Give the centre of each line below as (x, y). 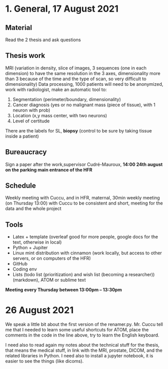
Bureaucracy (26, 152)
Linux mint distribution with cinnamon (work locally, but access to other (87, 253)
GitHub (20, 264)
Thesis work (25, 56)
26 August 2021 (39, 310)
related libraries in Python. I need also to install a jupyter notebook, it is (79, 356)
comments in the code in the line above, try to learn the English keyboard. (82, 335)
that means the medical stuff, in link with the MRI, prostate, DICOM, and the (84, 350)
